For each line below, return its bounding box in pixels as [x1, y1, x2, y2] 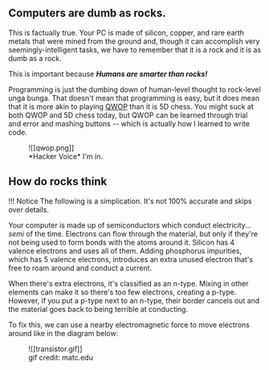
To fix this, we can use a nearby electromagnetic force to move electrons [8, 319, 251, 329]
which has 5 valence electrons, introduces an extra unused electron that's [8, 254, 254, 264]
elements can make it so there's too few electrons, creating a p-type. [8, 287, 237, 297]
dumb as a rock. [8, 53, 62, 63]
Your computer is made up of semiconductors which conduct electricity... [8, 220, 251, 230]
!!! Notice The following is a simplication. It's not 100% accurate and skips [8, 196, 252, 206]
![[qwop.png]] [28, 142, 75, 152]
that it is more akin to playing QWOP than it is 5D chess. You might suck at [8, 101, 255, 111]
